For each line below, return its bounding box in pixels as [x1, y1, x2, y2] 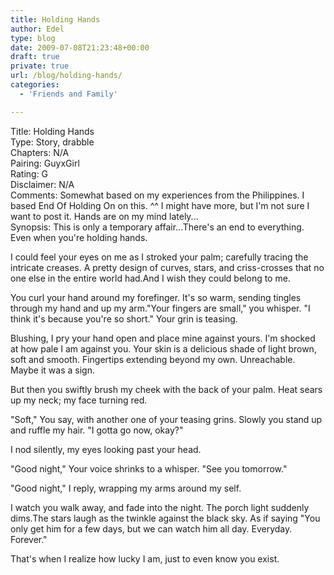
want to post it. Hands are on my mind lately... [10, 210, 199, 222]
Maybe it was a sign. [10, 364, 95, 376]
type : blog [10, 33, 56, 43]
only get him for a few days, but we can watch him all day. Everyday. [10, 522, 293, 535]
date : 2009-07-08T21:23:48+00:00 [10, 42, 150, 53]
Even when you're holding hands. [10, 231, 148, 243]
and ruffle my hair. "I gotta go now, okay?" [10, 424, 184, 436]
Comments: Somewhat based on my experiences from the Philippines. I [10, 189, 305, 201]
